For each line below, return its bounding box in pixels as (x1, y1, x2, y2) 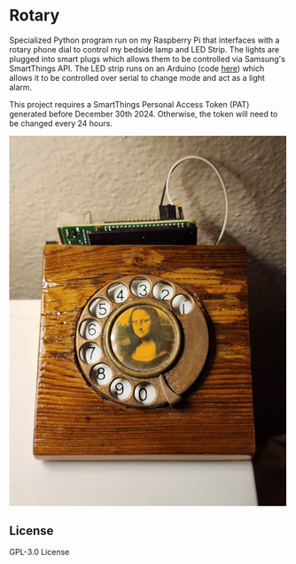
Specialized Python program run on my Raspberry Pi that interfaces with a (9, 35, 280, 45)
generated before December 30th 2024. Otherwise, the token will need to (9, 108, 278, 119)
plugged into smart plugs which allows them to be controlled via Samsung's (9, 53, 286, 64)
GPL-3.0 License (9, 547, 70, 558)
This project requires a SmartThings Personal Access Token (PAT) (9, 99, 250, 109)
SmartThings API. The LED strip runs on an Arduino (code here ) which (9, 63, 265, 74)
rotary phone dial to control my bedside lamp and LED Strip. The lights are (9, 44, 280, 54)
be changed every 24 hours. (9, 117, 113, 129)
